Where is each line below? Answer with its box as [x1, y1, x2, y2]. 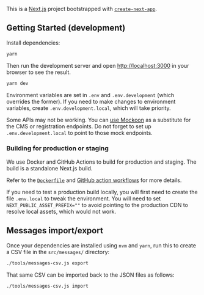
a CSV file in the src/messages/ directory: [6, 248, 110, 255]
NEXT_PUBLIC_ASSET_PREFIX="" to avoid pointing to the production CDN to [6, 201, 188, 208]
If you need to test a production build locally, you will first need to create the [6, 188, 198, 195]
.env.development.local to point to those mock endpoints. [6, 129, 153, 136]
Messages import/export [6, 225, 104, 236]
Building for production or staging [6, 144, 109, 153]
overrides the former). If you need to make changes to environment [6, 98, 176, 105]
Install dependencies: [6, 39, 60, 46]
